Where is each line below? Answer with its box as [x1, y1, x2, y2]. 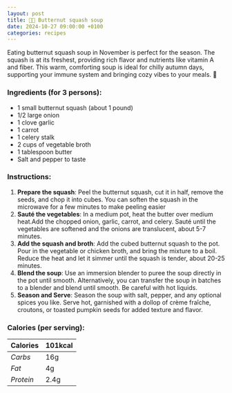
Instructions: [7, 172, 52, 182]
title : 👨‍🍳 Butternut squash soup [7, 17, 104, 24]
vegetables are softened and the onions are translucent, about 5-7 [17, 224, 206, 232]
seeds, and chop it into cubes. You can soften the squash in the [17, 195, 198, 203]
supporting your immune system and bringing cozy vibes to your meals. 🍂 [7, 71, 217, 79]
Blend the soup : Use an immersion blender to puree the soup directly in [17, 268, 222, 277]
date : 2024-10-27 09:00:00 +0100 [7, 23, 104, 30]
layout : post [7, 10, 45, 17]
